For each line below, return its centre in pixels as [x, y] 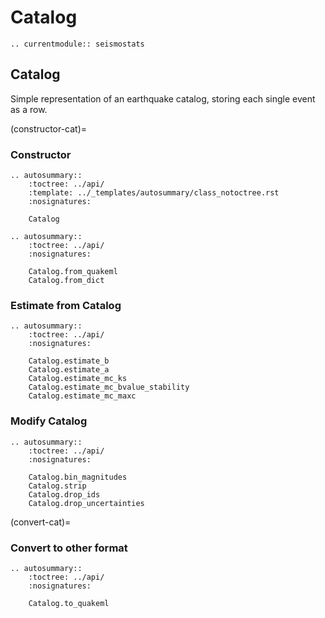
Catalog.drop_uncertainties [86, 503]
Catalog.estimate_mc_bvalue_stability [109, 387]
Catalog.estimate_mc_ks [78, 379]
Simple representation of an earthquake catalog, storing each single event [163, 98]
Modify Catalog [49, 421]
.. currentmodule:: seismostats [77, 44]
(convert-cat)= [41, 522]
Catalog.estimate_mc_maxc [82, 396]
